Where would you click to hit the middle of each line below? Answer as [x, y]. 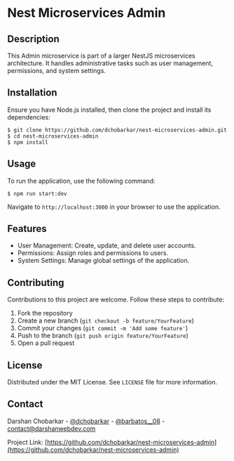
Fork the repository [45, 313]
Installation [32, 93]
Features [27, 229]
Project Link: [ [27, 442]
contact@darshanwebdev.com [51, 428]
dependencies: [29, 117]
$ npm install [28, 142]
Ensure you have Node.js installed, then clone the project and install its [109, 110]
